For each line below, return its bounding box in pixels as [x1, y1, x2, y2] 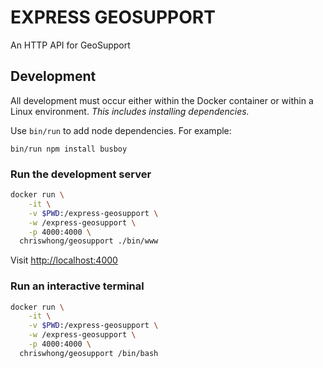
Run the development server [10, 167, 152, 181]
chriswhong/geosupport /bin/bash [19, 348, 159, 358]
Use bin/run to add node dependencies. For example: [10, 124, 232, 136]
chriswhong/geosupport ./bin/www [19, 236, 159, 246]
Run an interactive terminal [10, 279, 145, 293]
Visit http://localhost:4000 [10, 254, 118, 266]
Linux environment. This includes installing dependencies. [10, 105, 250, 117]
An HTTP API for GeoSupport [10, 39, 131, 51]
